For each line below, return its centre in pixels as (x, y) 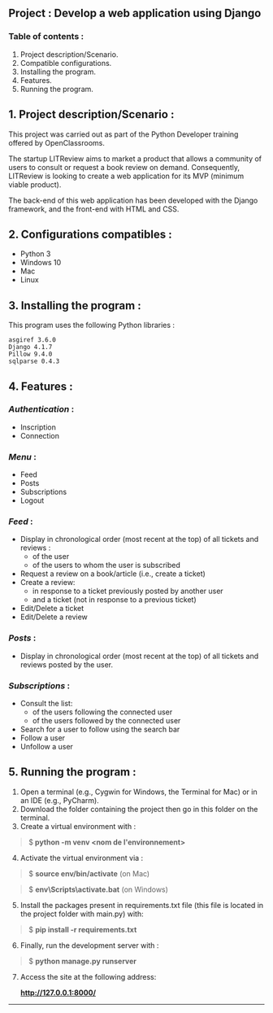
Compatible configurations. (66, 63)
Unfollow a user (46, 747)
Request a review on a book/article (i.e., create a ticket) (113, 574)
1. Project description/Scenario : (91, 114)
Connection (39, 435)
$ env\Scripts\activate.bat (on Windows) (98, 889)
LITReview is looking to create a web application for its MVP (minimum (126, 176)
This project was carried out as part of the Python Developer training (123, 134)
